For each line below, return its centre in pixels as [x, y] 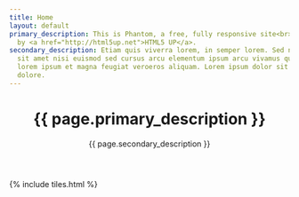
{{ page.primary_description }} [149, 118]
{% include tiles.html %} [53, 184]
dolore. [32, 75]
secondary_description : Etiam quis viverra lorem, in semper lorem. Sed [147, 51]
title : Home [31, 17]
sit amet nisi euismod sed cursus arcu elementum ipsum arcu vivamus [149, 59]
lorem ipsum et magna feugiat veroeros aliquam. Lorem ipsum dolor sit [153, 67]
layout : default [39, 26]
